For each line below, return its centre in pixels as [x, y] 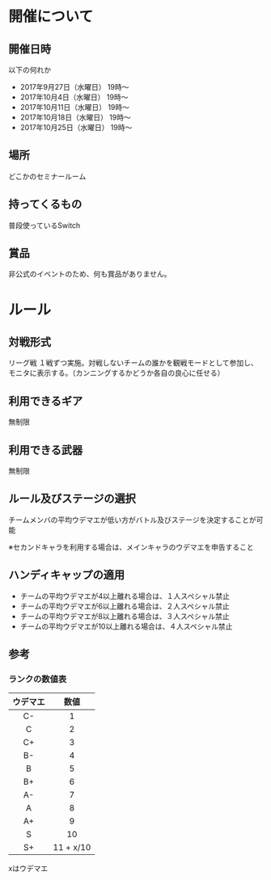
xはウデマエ [28, 869]
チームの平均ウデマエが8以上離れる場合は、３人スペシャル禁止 [125, 616]
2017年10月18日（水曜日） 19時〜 [75, 117]
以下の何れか [30, 70]
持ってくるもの [45, 204]
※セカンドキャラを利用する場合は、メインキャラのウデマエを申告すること [131, 547]
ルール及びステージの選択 [72, 499]
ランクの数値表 [38, 679]
